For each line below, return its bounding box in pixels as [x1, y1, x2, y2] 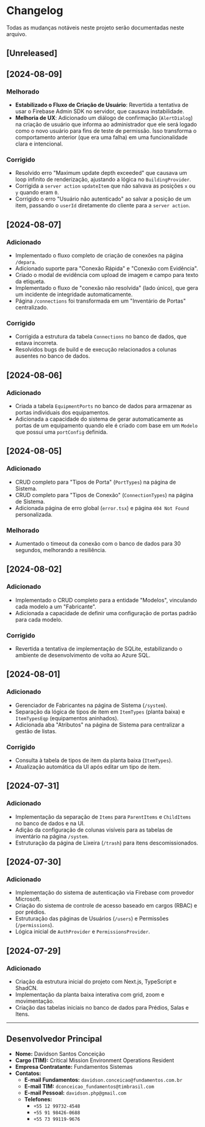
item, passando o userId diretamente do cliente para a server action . [15, 202, 190, 209]
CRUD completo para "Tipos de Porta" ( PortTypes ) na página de [15, 478, 176, 486]
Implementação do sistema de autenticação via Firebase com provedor [15, 889, 194, 896]
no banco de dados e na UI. [15, 819, 85, 827]
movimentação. [15, 997, 55, 1005]
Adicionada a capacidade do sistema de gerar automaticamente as [15, 415, 184, 423]
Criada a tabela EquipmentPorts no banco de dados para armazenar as [15, 402, 192, 410]
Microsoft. [15, 895, 41, 903]
